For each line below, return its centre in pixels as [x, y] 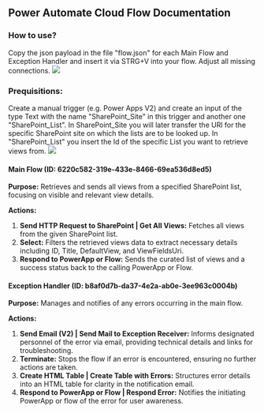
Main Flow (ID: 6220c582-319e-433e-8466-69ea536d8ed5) [110, 169]
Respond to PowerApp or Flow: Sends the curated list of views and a [132, 259]
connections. [30, 70]
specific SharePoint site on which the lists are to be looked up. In [113, 133]
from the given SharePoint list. [69, 234]
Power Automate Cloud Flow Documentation [119, 13]
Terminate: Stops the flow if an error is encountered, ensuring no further [138, 359]
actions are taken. [48, 367]
